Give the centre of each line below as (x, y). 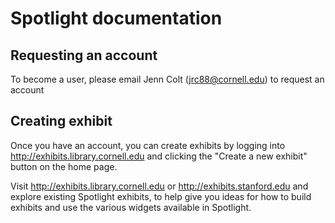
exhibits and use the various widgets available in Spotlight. (131, 207)
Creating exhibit (61, 121)
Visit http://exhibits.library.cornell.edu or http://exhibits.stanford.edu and (159, 186)
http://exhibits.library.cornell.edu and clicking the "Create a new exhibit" (159, 156)
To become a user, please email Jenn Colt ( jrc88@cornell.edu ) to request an (167, 79)
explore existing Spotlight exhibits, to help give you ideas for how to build (161, 196)
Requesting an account (84, 55)
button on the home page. (64, 166)
